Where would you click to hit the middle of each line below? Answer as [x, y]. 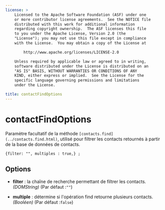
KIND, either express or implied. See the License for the [79, 76]
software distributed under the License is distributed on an [81, 66]
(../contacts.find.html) [31, 139]
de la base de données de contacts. [43, 144]
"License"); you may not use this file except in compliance [80, 39]
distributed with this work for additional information [75, 24]
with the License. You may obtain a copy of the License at [80, 43]
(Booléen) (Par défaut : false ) [43, 202]
